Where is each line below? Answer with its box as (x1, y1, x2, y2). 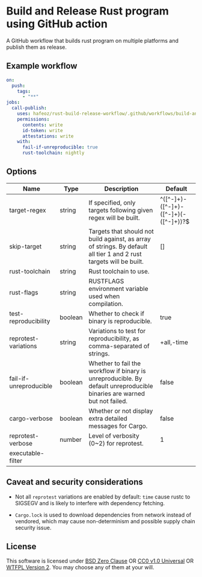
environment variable (88, 284, 148, 293)
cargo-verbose (9, 414, 53, 422)
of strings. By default (88, 242, 148, 250)
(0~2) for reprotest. (88, 439, 144, 447)
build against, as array (88, 234, 151, 243)
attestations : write (22, 133, 74, 139)
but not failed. (88, 397, 128, 405)
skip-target (9, 242, 42, 250)
